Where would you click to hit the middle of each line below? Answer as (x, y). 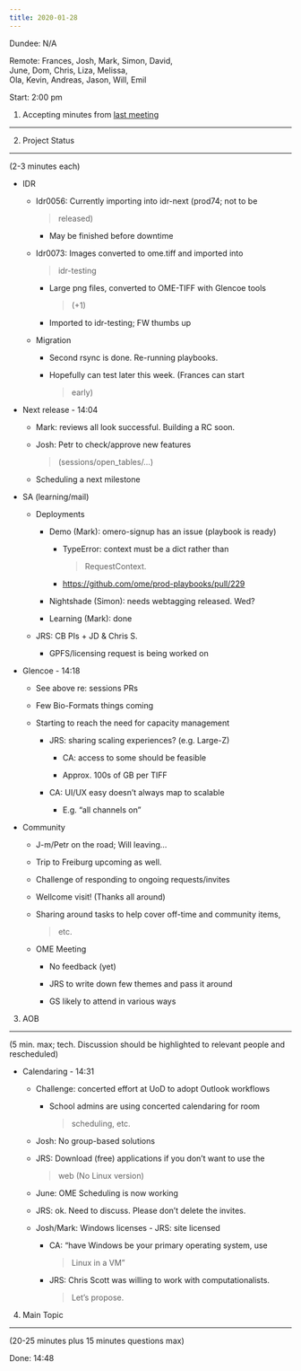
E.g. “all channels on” (102, 810)
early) (82, 392)
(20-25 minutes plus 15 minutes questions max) (97, 1340)
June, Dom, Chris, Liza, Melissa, (69, 70)
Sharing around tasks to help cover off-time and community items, (158, 914)
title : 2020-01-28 (43, 18)
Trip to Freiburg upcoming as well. (99, 862)
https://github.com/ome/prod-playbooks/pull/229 (154, 584)
